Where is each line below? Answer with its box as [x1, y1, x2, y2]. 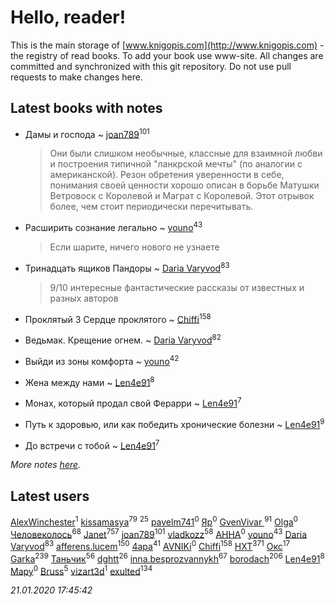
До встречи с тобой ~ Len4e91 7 [24, 437, 160, 451]
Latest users [10, 487, 90, 505]
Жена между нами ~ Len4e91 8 [24, 374, 155, 388]
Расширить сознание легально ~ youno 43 [24, 220, 203, 234]
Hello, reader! [10, 6, 127, 29]
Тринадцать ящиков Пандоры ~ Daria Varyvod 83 [24, 261, 230, 274]
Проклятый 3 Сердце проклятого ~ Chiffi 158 [24, 311, 212, 325]
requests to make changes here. [10, 71, 143, 83]
